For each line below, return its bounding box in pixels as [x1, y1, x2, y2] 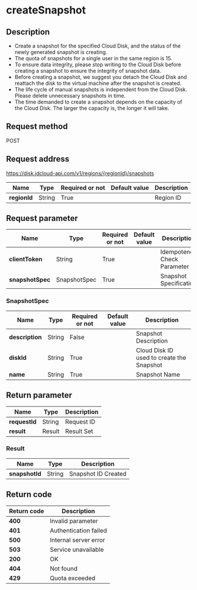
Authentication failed [49, 526, 107, 534]
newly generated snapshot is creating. [14, 49, 107, 56]
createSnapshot [6, 4, 86, 17]
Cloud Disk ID [135, 346, 174, 354]
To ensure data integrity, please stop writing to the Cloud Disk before [14, 61, 182, 68]
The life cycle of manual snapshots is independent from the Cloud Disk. [14, 86, 188, 93]
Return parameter [6, 390, 72, 400]
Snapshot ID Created [69, 469, 127, 478]
